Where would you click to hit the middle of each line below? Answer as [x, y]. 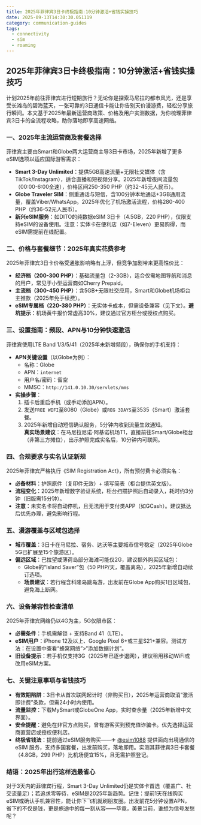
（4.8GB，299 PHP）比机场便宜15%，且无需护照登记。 [83, 755]
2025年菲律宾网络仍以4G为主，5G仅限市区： [62, 621]
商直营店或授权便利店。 [44, 732]
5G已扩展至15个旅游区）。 [46, 552]
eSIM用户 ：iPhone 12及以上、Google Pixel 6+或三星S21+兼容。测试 [98, 641]
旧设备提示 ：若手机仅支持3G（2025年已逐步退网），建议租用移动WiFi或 [102, 656]
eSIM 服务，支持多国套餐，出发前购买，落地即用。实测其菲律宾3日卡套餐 [105, 747]
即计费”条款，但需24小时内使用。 [56, 702]
